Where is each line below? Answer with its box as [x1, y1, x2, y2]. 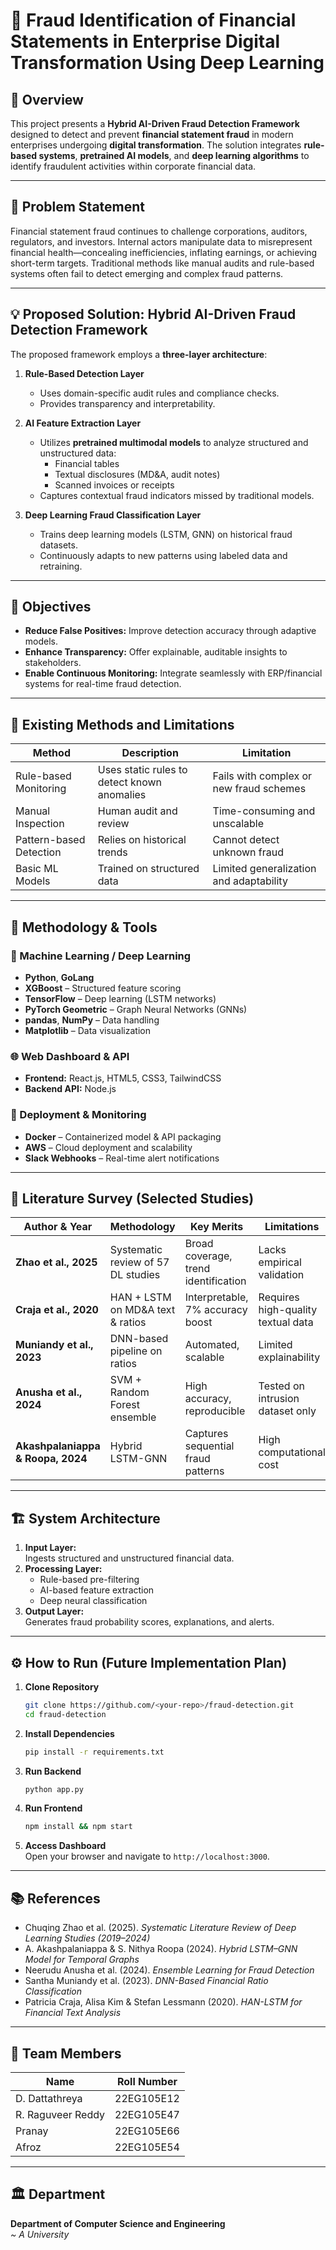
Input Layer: [24, 1542, 77, 1554]
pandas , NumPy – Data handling [24, 1014, 160, 1026]
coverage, [184, 1249, 233, 1263]
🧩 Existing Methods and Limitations [10, 716, 235, 733]
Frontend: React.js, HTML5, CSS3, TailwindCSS [24, 1072, 222, 1084]
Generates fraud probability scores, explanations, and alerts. [24, 1616, 275, 1628]
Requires [258, 1290, 300, 1304]
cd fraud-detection [24, 1709, 107, 1719]
